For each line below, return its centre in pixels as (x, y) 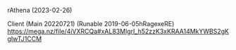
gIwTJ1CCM (25, 39)
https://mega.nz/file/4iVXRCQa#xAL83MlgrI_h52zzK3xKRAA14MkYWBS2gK (118, 31)
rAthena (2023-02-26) (40, 10)
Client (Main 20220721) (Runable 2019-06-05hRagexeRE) (91, 24)
